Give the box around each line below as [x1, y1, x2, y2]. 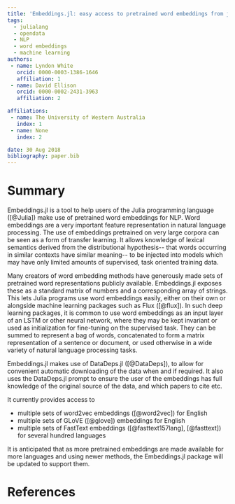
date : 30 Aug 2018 [7, 146, 61, 153]
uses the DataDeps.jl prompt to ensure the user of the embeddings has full [7, 374, 222, 383]
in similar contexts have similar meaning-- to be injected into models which [7, 251, 224, 259]
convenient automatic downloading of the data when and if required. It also [7, 367, 224, 375]
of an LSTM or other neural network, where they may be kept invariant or [7, 316, 218, 325]
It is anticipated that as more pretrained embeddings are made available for [7, 445, 224, 454]
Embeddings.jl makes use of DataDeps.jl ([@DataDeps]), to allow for [7, 360, 204, 368]
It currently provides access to [7, 395, 96, 404]
